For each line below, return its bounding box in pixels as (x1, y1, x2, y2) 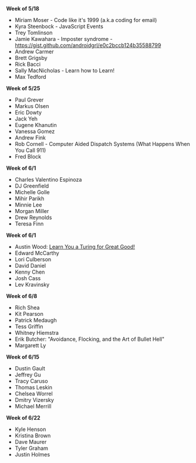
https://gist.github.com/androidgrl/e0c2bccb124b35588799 (14, 42, 162, 49)
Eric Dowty (14, 109, 42, 116)
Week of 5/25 (6, 85, 40, 91)
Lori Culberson (14, 256, 52, 263)
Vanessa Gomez (14, 128, 55, 135)
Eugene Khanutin (14, 122, 57, 128)
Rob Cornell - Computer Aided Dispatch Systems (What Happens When (14, 141, 190, 147)
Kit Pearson (14, 310, 43, 317)
